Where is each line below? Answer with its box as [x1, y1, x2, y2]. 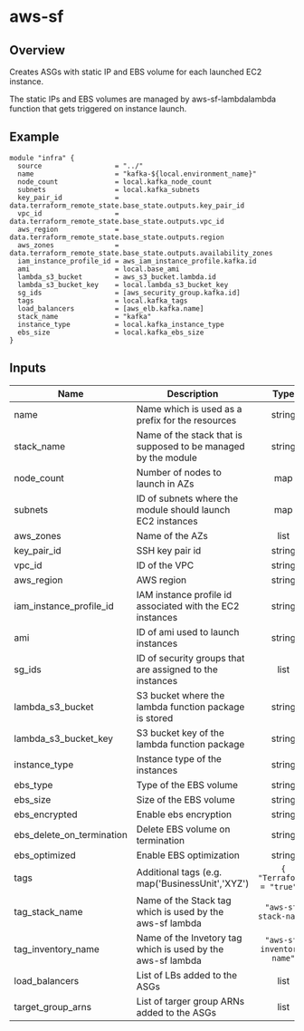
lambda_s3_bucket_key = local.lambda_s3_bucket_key [17, 280, 229, 289]
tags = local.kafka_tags [17, 296, 188, 305]
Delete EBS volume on [136, 823, 231, 835]
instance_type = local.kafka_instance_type [17, 320, 224, 329]
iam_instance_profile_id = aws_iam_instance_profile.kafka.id [17, 256, 257, 265]
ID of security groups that [136, 651, 245, 664]
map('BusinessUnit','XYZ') [136, 877, 250, 890]
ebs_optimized [14, 849, 76, 862]
